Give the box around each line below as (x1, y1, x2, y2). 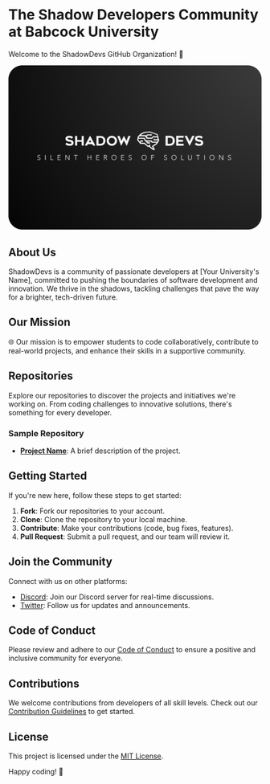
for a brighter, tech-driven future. (8, 292, 118, 302)
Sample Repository (8, 427, 84, 439)
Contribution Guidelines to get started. (8, 707, 135, 717)
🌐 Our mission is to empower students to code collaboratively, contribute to (8, 337, 259, 346)
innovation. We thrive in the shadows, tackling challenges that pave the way (8, 284, 260, 294)
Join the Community (8, 555, 112, 569)
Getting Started (8, 469, 88, 483)
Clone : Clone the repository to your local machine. (19, 514, 187, 524)
